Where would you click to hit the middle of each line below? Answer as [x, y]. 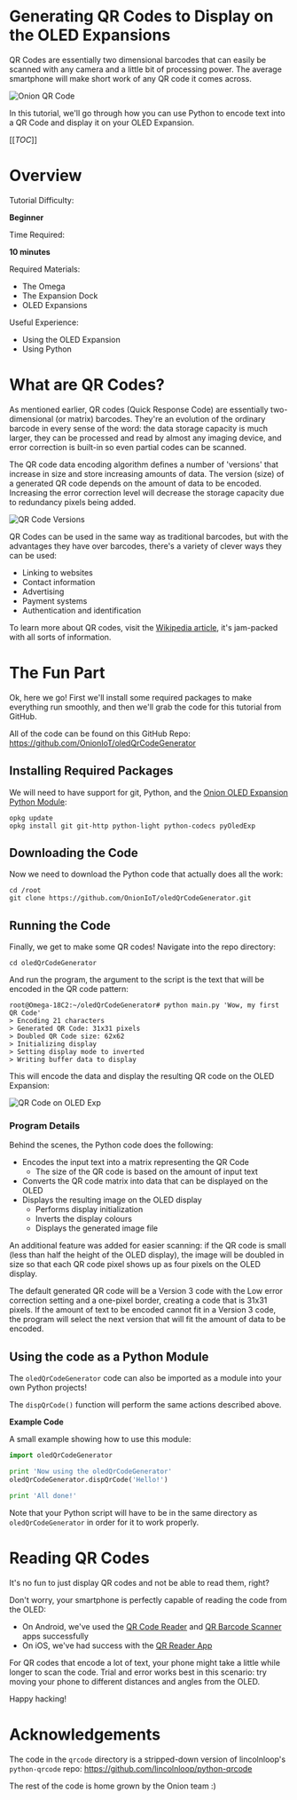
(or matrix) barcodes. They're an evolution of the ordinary [160, 418]
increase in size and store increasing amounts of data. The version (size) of [147, 473]
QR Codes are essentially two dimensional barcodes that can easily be [138, 59]
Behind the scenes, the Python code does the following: [111, 1145]
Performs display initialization [89, 1209]
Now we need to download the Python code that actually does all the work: [146, 874]
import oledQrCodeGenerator [61, 1455]
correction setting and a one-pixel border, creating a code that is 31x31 [138, 1300]
